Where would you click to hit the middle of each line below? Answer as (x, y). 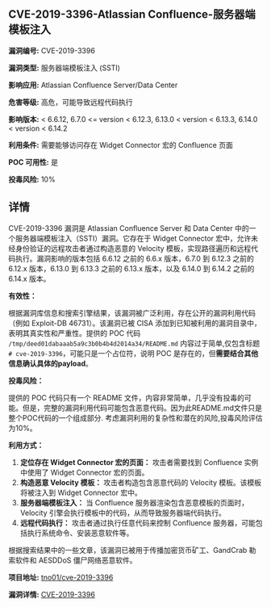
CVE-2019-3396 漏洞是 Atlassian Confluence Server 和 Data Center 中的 (129, 228)
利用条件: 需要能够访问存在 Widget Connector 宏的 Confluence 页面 (121, 144)
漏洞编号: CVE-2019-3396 (52, 50)
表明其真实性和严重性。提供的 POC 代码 (75, 333)
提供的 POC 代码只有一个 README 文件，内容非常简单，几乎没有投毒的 (126, 397)
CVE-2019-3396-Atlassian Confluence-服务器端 (132, 15)
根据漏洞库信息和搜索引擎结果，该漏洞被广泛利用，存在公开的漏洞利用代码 (132, 312)
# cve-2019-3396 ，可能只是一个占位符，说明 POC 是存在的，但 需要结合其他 (133, 353)
